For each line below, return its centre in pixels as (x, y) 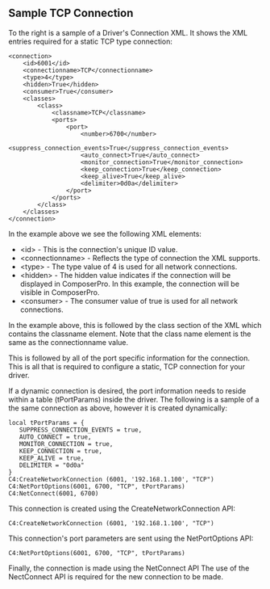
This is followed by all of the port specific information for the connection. (129, 358)
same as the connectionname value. (69, 342)
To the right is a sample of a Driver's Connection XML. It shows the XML (128, 32)
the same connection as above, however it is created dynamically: (118, 408)
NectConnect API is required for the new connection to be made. (116, 576)
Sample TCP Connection (71, 13)
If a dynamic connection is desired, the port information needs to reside (127, 390)
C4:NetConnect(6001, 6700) (54, 493)
